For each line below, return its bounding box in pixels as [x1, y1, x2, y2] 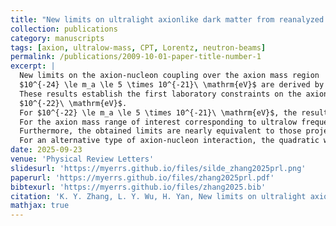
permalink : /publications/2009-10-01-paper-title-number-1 [10, 52, 262, 62]
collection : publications [10, 24, 118, 34]
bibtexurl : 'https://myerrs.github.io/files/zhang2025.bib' [10, 182, 267, 192]
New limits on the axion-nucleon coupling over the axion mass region [19, 71, 320, 81]
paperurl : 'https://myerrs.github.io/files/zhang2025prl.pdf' [10, 172, 275, 183]
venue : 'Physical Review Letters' [10, 154, 155, 164]
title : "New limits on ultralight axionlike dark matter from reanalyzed [10, 14, 325, 25]
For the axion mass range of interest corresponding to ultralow [19, 117, 298, 127]
